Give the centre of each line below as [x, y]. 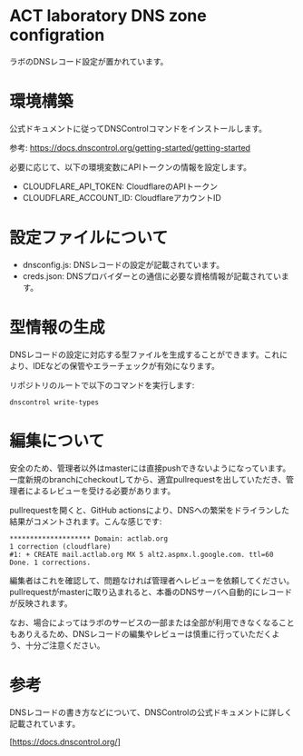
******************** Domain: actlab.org [89, 538]
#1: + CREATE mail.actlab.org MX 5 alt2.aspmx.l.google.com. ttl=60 [142, 554]
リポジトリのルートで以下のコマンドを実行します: [102, 385]
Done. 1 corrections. [50, 562]
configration [57, 35]
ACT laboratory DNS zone [108, 16]
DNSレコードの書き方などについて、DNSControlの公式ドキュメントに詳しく [151, 712]
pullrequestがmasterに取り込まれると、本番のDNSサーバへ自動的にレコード [151, 592]
